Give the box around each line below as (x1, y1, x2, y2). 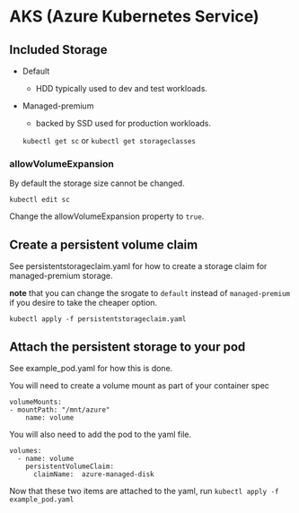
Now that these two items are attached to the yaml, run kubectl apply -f (9, 485, 279, 496)
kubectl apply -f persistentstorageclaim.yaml (9, 315, 187, 324)
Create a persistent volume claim (9, 237, 198, 252)
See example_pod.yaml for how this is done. (9, 362, 173, 373)
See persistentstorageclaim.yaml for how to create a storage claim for (9, 261, 268, 272)
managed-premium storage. (9, 271, 114, 282)
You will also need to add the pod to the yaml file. (9, 429, 191, 439)
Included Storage (9, 42, 108, 57)
